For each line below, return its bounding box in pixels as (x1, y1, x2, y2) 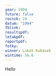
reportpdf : (5, 39, 27, 44)
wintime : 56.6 (5, 52, 34, 58)
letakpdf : (5, 35, 25, 40)
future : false (5, 12, 34, 17)
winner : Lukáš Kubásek (5, 48, 51, 53)
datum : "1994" (5, 21, 34, 26)
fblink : (5, 25, 21, 30)
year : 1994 (5, 7, 27, 12)
